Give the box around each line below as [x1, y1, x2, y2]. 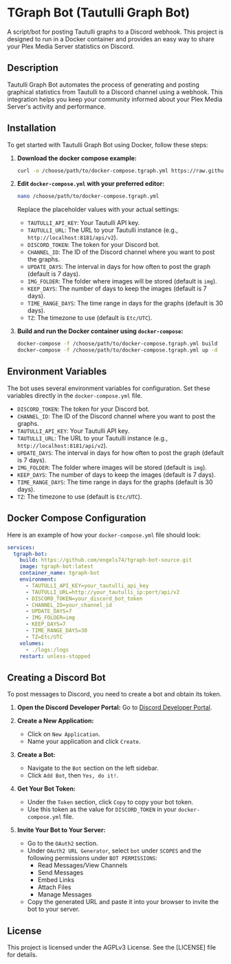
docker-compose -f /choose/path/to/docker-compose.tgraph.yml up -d [16, 347, 218, 354]
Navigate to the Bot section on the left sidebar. [27, 764, 159, 772]
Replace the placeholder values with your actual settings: [16, 205, 179, 214]
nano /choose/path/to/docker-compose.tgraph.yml [16, 193, 159, 200]
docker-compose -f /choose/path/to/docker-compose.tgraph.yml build [16, 341, 218, 347]
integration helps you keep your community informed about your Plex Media [7, 95, 223, 103]
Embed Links [37, 876, 74, 884]
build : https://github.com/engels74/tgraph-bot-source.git [19, 557, 192, 564]
